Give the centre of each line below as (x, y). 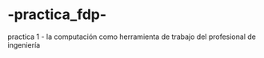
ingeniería (24, 44)
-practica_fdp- (57, 15)
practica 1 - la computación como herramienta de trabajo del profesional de (132, 37)
